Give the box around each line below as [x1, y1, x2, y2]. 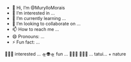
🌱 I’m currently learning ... [12, 15, 66, 21]
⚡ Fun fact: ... [12, 39, 40, 45]
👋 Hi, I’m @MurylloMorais [12, 5, 65, 10]
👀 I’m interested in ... [12, 10, 55, 16]
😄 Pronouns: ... [12, 33, 45, 39]
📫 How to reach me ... [12, 26, 59, 32]
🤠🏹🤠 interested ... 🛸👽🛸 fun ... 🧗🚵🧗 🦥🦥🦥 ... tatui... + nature [5, 51, 126, 57]
